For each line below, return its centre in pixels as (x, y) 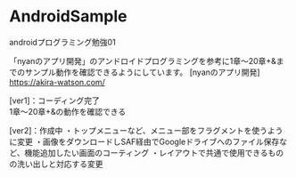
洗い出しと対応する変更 (60, 164)
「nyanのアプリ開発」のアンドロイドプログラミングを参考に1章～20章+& (143, 60)
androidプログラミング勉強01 (62, 42)
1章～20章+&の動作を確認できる (68, 111)
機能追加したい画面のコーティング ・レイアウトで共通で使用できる (147, 152)
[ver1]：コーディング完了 (54, 101)
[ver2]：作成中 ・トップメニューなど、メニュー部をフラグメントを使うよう (146, 130)
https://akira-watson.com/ (57, 82)
